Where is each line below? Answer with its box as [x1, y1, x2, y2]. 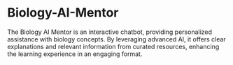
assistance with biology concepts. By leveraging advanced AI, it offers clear [7, 35, 226, 43]
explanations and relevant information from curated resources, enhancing [7, 42, 220, 50]
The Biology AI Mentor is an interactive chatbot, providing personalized [7, 28, 212, 36]
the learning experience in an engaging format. [7, 50, 143, 58]
